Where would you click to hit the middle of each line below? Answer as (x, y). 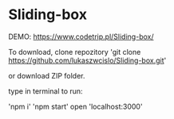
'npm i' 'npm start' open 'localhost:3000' (75, 106)
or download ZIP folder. (47, 75)
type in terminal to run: (45, 91)
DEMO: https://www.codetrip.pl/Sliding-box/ (81, 36)
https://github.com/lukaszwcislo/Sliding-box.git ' (87, 60)
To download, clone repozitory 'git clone (75, 52)
